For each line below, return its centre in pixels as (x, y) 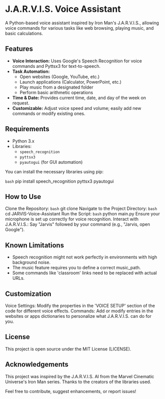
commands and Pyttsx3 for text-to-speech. (56, 66)
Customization (28, 294)
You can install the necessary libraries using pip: (54, 171)
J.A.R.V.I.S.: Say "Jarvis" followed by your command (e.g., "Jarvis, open (78, 224)
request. (21, 103)
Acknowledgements (37, 365)
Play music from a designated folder (57, 87)
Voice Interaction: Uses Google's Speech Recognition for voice (77, 61)
